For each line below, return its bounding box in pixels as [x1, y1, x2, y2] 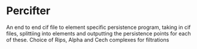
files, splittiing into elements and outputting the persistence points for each [6, 30, 191, 37]
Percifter [6, 4, 51, 18]
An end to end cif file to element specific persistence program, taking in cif [6, 24, 191, 31]
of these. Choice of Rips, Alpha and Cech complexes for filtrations [6, 36, 169, 43]
